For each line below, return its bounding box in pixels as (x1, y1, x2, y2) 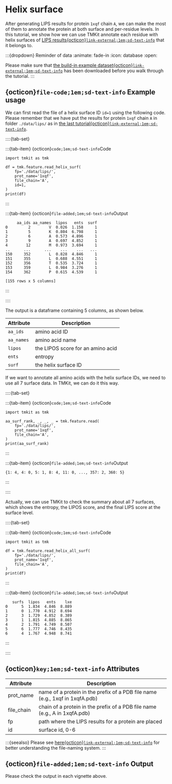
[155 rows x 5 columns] (5, 278, 56, 284)
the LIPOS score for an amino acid (35, 345, 117, 352)
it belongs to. (5, 42, 33, 48)
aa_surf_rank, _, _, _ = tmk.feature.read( (5, 418, 100, 423)
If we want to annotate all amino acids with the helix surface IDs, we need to (5, 374, 166, 380)
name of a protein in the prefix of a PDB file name (38, 688, 157, 695)
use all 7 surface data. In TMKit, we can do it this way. (5, 380, 119, 386)
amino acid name (35, 336, 77, 344)
